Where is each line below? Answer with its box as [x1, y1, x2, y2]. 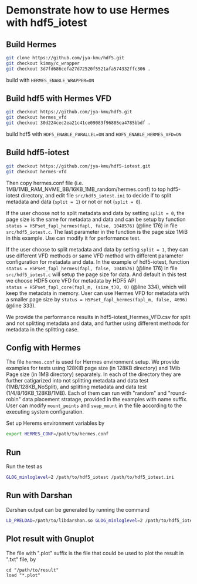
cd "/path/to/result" [6, 567, 59, 573]
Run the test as [6, 463, 43, 470]
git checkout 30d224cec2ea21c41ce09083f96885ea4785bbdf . [6, 120, 151, 126]
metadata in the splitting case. [6, 325, 79, 333]
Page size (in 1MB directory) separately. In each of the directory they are [6, 371, 181, 378]
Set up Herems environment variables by [6, 419, 105, 427]
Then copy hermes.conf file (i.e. [6, 179, 84, 186]
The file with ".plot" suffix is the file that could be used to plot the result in [6, 549, 184, 556]
